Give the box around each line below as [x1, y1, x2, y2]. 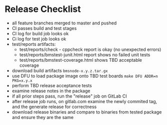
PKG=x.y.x [11, 78, 33, 83]
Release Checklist [4, 3, 81, 15]
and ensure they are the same [11, 114, 73, 120]
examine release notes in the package [11, 88, 90, 94]
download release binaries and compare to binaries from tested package [11, 109, 162, 115]
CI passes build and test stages [11, 25, 77, 31]
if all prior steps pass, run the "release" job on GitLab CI [11, 93, 127, 99]
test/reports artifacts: [11, 41, 56, 47]
